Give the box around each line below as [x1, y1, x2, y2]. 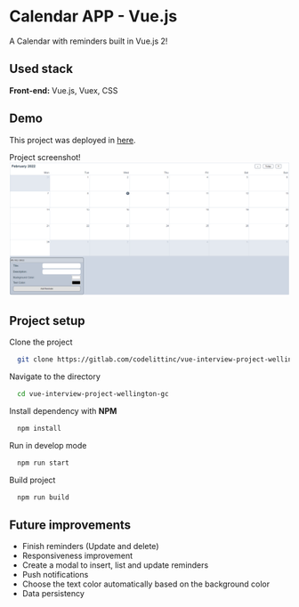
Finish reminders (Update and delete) [21, 541, 159, 552]
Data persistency [21, 588, 85, 599]
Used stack [9, 61, 74, 77]
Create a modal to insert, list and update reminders [21, 560, 209, 571]
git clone [17, 355, 53, 364]
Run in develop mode [9, 440, 87, 450]
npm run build [17, 492, 69, 502]
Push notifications [21, 570, 89, 580]
